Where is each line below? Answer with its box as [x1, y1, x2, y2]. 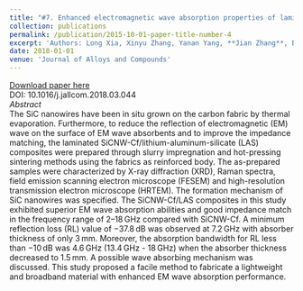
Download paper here [9, 80, 90, 90]
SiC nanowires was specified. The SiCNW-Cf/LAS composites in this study [9, 195, 287, 205]
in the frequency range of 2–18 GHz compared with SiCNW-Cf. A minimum [9, 214, 285, 224]
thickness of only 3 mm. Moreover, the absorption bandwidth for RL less [9, 233, 277, 243]
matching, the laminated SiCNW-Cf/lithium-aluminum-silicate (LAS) [9, 137, 260, 148]
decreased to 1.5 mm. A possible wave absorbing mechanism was [9, 252, 254, 262]
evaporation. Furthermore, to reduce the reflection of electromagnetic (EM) [9, 118, 289, 129]
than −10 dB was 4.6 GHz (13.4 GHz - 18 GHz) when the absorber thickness [9, 242, 287, 253]
